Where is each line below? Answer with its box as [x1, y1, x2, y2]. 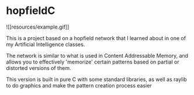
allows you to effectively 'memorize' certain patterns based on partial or [6, 58, 179, 65]
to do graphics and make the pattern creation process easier [6, 82, 152, 89]
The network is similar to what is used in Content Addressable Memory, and [6, 52, 189, 59]
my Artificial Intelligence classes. [6, 41, 85, 48]
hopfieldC [6, 4, 56, 17]
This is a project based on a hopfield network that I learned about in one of [6, 34, 186, 41]
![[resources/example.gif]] [6, 23, 70, 30]
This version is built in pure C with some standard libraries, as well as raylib [6, 76, 187, 83]
